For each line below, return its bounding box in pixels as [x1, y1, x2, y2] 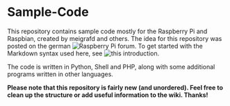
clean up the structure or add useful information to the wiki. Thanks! [7, 91, 208, 99]
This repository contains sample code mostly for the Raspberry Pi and [7, 27, 208, 35]
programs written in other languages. [7, 70, 113, 78]
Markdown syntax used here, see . [7, 49, 160, 58]
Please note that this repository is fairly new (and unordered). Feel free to [7, 83, 224, 91]
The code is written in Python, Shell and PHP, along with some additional [7, 62, 215, 71]
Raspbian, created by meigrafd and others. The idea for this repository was [7, 34, 222, 42]
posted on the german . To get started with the [7, 42, 203, 50]
